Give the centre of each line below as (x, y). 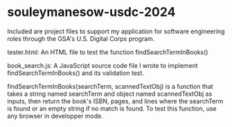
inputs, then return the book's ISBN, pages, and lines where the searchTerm (115, 101)
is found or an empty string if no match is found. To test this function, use (112, 108)
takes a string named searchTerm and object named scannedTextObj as (110, 94)
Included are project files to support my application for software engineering (116, 31)
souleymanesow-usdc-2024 (91, 12)
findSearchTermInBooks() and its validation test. (75, 73)
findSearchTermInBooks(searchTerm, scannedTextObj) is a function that (110, 86)
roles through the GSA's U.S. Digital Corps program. (81, 38)
